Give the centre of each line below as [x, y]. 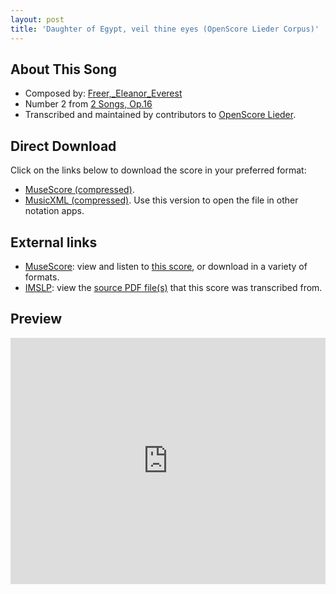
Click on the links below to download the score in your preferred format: [158, 170]
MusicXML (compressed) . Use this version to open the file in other [161, 200]
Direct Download [63, 146]
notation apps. [54, 211]
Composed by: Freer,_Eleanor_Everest [103, 93]
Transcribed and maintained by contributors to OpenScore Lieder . [160, 115]
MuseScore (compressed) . [79, 190]
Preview [36, 319]
